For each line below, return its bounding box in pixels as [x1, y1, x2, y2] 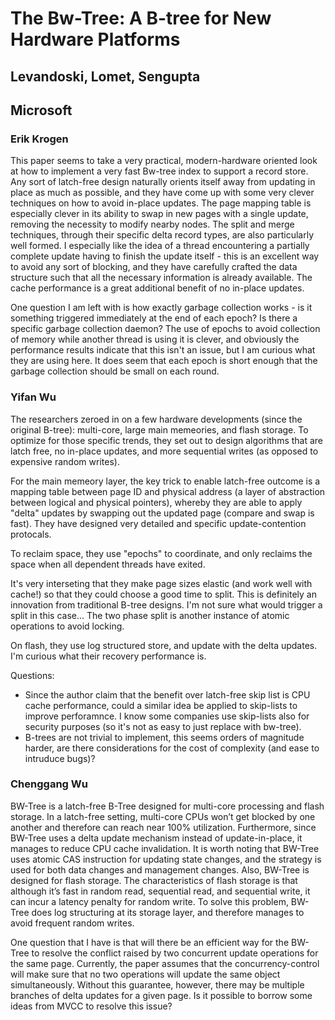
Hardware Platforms [10, 28, 181, 51]
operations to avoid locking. [10, 620, 125, 632]
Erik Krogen [10, 132, 69, 146]
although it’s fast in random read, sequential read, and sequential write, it [10, 885, 311, 897]
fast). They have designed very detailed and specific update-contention [10, 517, 307, 529]
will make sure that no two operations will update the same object [10, 968, 281, 980]
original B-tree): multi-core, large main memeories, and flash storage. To [10, 423, 309, 436]
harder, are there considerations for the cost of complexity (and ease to [24, 742, 320, 754]
